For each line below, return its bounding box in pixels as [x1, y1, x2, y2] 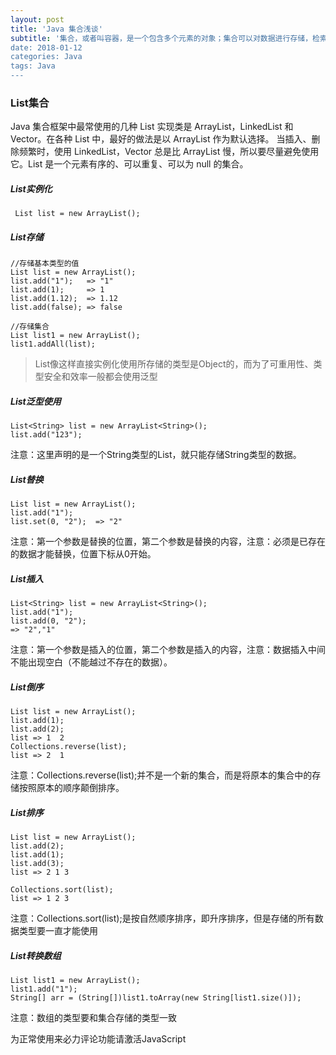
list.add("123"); [10, 430, 83, 440]
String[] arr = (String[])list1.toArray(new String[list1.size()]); [10, 993, 302, 1003]
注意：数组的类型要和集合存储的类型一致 [10, 1012, 177, 1024]
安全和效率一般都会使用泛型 [43, 371, 158, 383]
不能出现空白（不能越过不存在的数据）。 [10, 656, 173, 668]
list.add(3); [10, 859, 65, 869]
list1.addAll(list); [10, 339, 97, 350]
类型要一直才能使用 [18, 925, 98, 937]
